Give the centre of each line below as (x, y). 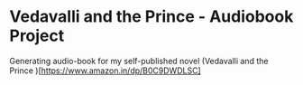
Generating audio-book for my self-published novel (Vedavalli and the (139, 61)
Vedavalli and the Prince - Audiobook (151, 17)
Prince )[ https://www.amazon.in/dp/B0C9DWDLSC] (105, 71)
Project (37, 36)
